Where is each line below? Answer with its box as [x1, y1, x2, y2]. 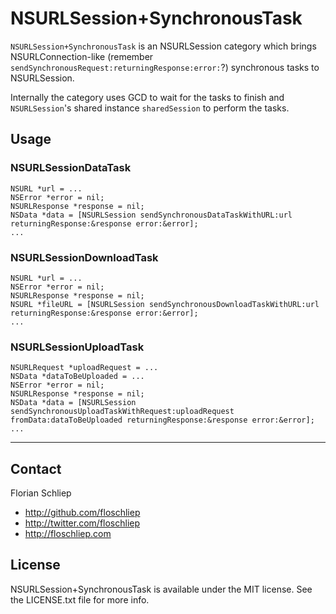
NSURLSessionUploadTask [10, 340, 145, 354]
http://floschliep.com [24, 528, 112, 540]
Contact [10, 460, 62, 477]
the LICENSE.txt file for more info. [10, 593, 150, 606]
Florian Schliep [10, 487, 72, 499]
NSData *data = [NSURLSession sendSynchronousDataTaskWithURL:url [10, 210, 293, 220]
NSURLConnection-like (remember [10, 50, 154, 62]
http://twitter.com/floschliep [24, 517, 141, 529]
